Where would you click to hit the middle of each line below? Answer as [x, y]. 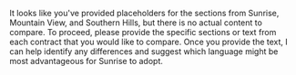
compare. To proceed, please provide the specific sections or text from [143, 32]
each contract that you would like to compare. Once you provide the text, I [149, 42]
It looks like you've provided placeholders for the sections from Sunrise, [144, 13]
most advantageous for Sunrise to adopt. [87, 61]
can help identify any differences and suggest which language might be [144, 52]
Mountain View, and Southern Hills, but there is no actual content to [136, 23]
